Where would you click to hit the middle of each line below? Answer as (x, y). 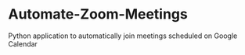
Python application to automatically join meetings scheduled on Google (123, 36)
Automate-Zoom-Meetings (98, 14)
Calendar (23, 43)
